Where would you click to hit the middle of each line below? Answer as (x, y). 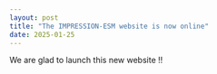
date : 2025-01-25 (42, 34)
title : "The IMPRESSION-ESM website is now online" (109, 26)
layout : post (34, 18)
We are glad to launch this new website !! (86, 60)
